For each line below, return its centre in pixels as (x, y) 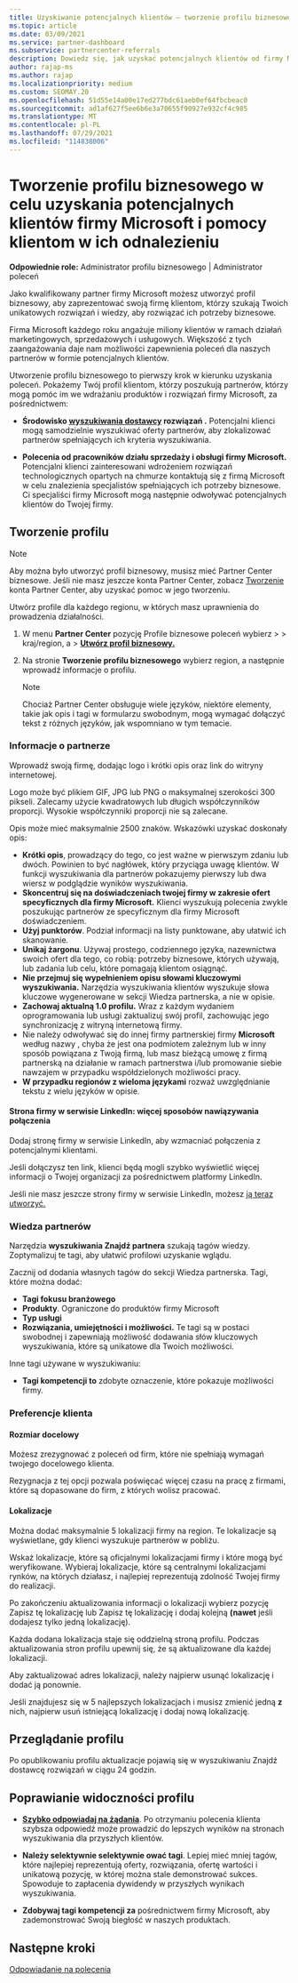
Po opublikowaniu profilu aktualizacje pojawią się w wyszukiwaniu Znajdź (143, 1761)
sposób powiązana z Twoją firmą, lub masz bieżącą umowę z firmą (145, 1053)
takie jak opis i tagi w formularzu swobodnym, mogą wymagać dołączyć (153, 713)
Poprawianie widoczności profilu (102, 1798)
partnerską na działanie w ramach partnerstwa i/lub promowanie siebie (152, 1063)
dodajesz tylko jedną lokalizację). (70, 1622)
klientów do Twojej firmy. (67, 504)
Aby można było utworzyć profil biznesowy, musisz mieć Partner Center (141, 571)
